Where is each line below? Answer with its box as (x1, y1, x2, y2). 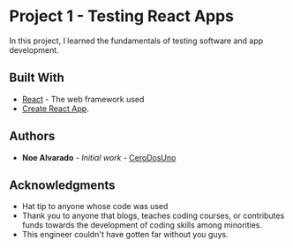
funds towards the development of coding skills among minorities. (21, 220, 263, 230)
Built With (9, 71, 64, 86)
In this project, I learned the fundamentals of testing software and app (9, 35, 264, 46)
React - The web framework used (21, 94, 145, 104)
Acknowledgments (9, 177, 116, 192)
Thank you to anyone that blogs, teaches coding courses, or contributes (21, 210, 285, 222)
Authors (9, 129, 56, 144)
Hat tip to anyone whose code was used (21, 201, 169, 212)
